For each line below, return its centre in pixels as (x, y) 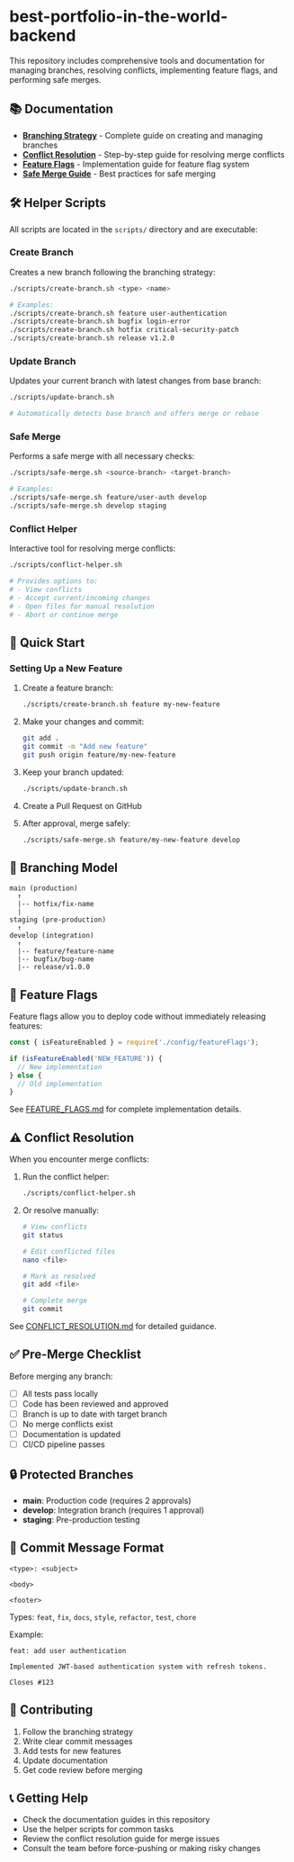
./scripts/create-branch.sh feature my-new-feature (121, 705)
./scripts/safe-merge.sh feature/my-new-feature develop (131, 840)
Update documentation (65, 1760)
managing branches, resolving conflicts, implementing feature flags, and (143, 70)
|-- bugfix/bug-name (56, 959)
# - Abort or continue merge (64, 615)
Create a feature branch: (68, 688)
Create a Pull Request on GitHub (82, 805)
